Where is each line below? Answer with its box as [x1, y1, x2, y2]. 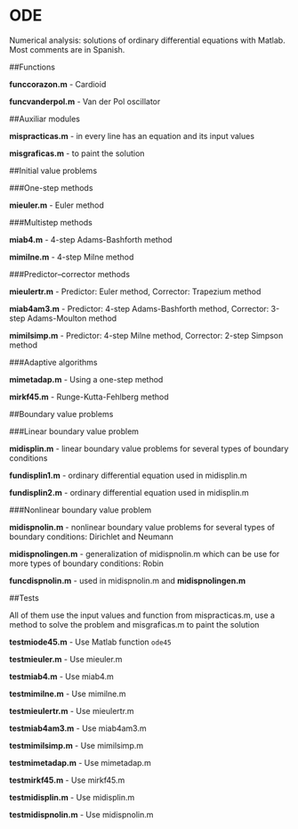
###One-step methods [9, 182, 93, 193]
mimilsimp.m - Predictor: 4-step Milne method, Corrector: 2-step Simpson [9, 330, 284, 341]
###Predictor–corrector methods [9, 268, 131, 279]
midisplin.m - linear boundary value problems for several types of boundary [9, 443, 289, 454]
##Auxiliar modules [9, 113, 81, 124]
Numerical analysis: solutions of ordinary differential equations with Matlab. [9, 35, 286, 45]
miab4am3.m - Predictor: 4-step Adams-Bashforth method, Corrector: [9, 303, 270, 314]
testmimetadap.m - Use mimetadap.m [9, 757, 151, 767]
